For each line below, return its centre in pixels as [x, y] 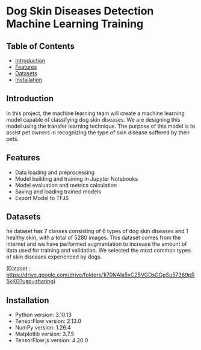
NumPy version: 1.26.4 [43, 328]
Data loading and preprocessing [55, 172]
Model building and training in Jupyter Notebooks [76, 178]
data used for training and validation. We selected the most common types [99, 251]
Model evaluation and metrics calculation [66, 185]
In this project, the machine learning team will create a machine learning [95, 113]
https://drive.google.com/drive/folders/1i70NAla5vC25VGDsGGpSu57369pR [100, 275]
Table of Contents [41, 46]
